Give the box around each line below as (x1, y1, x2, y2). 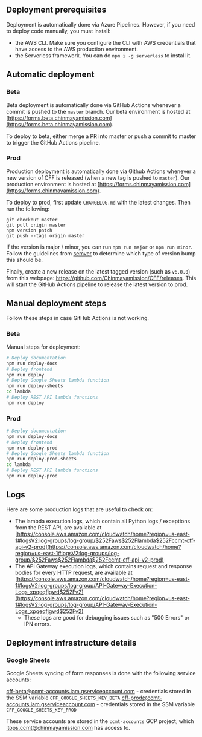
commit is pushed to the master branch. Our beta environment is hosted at (6, 108, 191, 115)
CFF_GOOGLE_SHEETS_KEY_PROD (6, 707, 77, 713)
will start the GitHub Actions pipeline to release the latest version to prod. (6, 281, 188, 288)
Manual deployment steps (6, 298, 107, 309)
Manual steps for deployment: (6, 343, 81, 350)
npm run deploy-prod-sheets (6, 456, 77, 462)
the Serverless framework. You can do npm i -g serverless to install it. (14, 51, 192, 59)
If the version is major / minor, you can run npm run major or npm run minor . (6, 243, 193, 251)
